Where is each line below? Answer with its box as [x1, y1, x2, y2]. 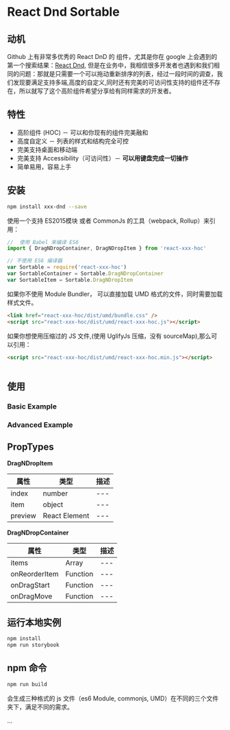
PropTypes [7, 441, 54, 452]
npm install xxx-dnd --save [7, 203, 88, 210]
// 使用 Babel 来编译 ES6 [7, 239, 79, 245]
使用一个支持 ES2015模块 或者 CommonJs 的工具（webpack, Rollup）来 [7, 217, 210, 225]
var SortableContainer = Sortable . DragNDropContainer [7, 270, 164, 277]
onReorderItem [10, 570, 60, 579]
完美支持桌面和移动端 [16, 145, 77, 154]
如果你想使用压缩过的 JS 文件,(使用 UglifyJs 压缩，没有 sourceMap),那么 [7, 332, 212, 340]
